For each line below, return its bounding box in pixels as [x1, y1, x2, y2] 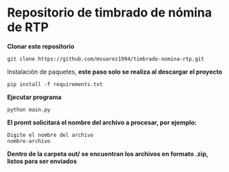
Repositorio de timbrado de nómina [7, 5, 212, 21]
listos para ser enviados [7, 157, 77, 165]
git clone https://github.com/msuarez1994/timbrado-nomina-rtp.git [7, 55, 205, 63]
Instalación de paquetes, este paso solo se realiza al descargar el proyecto [7, 67, 223, 76]
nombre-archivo [7, 138, 51, 144]
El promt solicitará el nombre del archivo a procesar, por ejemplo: [7, 118, 197, 127]
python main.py [7, 106, 51, 113]
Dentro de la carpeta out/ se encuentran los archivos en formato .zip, [7, 149, 208, 158]
